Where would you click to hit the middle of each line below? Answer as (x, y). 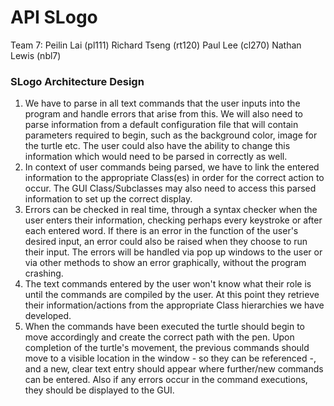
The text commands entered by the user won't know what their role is (168, 284)
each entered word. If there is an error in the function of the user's (161, 231)
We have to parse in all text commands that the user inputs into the (162, 103)
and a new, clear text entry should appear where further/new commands (174, 369)
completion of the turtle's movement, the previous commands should (167, 348)
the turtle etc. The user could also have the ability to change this (157, 146)
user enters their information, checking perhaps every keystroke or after (173, 220)
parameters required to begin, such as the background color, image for (171, 135)
